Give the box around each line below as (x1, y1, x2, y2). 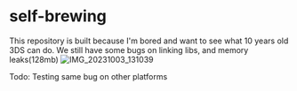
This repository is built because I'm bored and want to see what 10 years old (9, 35, 289, 46)
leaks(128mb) (9, 54, 60, 64)
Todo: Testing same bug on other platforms (9, 71, 168, 81)
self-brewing (9, 6, 107, 27)
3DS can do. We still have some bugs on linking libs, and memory (9, 44, 249, 55)
